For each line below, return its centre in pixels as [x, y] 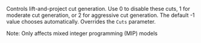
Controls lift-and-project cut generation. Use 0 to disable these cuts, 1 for [98, 9]
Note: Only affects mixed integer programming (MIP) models [82, 33]
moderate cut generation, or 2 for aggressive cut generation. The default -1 [100, 15]
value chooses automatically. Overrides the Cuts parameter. [81, 21]
